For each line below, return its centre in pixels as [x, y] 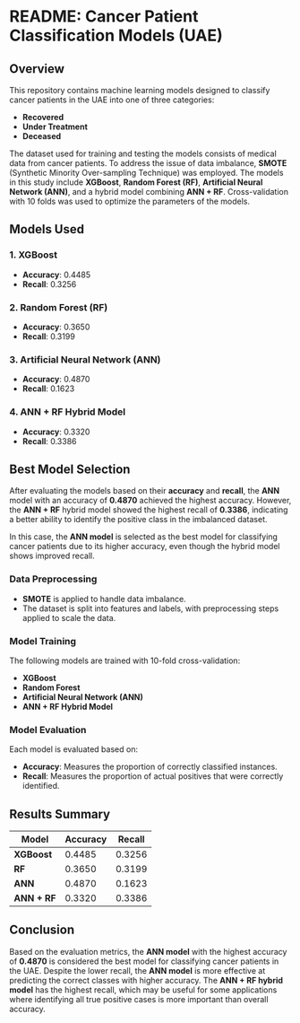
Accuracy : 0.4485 [56, 275]
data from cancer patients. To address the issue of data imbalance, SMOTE [148, 163]
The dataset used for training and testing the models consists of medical [143, 153]
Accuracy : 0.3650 [56, 327]
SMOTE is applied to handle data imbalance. [104, 599]
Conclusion [42, 930]
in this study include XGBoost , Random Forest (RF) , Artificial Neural [136, 182]
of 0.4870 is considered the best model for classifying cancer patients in [144, 961]
